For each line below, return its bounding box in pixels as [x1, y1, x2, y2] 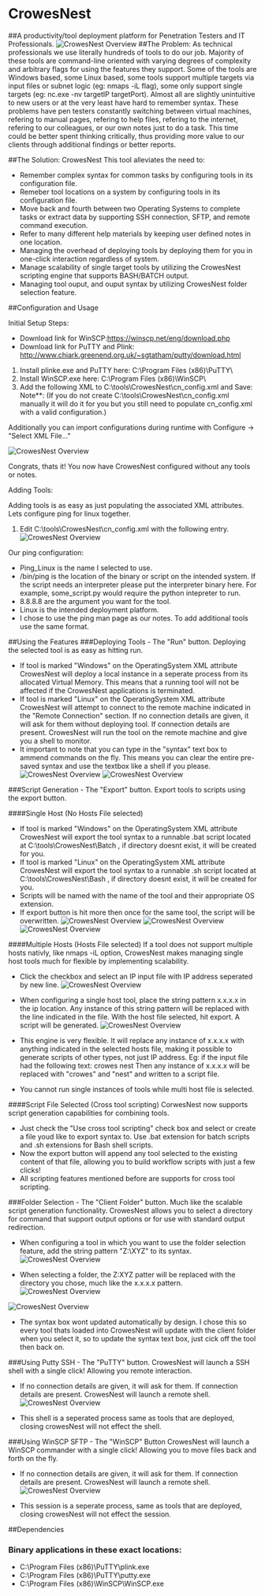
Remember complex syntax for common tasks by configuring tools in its [19, 170, 254, 180]
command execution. [19, 220, 88, 229]
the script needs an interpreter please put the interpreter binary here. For [19, 580, 257, 589]
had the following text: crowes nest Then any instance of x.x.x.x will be [19, 1061, 250, 1070]
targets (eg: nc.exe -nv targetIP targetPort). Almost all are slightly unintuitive [8, 89, 256, 99]
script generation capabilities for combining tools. [8, 1108, 170, 1117]
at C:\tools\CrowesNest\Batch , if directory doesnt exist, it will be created [19, 841, 257, 850]
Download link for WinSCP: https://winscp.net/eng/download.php [19, 333, 230, 343]
